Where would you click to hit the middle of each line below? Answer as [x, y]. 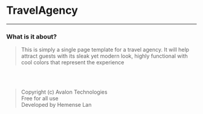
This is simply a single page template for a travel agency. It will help [105, 50]
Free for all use [40, 98]
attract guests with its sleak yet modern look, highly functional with [105, 56]
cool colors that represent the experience [72, 62]
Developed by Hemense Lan [56, 105]
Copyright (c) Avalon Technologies [64, 92]
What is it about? [32, 37]
